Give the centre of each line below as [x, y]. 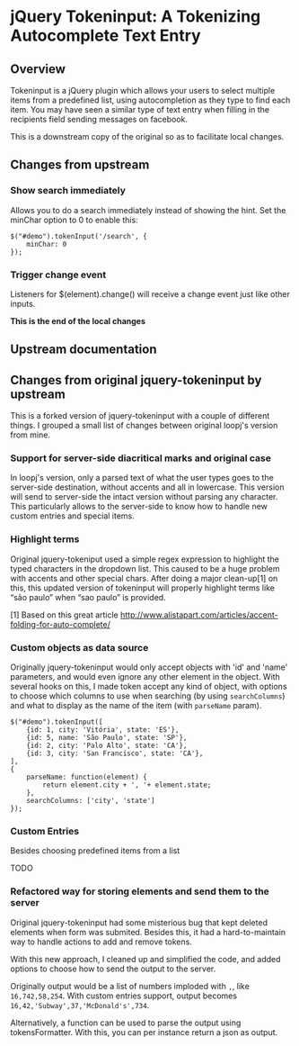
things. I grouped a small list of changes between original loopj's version [144, 426]
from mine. [30, 435]
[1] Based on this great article [65, 615]
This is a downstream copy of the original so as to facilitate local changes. [147, 136]
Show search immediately [68, 191]
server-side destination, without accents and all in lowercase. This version [147, 487]
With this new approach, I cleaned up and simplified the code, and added [145, 959]
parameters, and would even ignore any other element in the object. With [145, 677]
